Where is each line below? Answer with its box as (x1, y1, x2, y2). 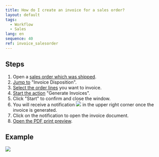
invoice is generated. (12, 107, 57, 113)
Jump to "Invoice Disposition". (12, 79, 77, 85)
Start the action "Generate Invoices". (12, 90, 91, 96)
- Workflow (10, 22, 33, 27)
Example (5, 132, 34, 141)
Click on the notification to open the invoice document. (12, 112, 129, 119)
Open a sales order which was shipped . (12, 73, 96, 80)
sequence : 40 (5, 36, 33, 42)
